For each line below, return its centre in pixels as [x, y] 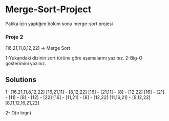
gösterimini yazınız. [26, 64]
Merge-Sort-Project [48, 9]
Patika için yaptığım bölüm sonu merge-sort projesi [59, 24]
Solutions [21, 80]
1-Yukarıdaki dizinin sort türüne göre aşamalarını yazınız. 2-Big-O [74, 58]
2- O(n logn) [18, 113]
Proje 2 [14, 37]
